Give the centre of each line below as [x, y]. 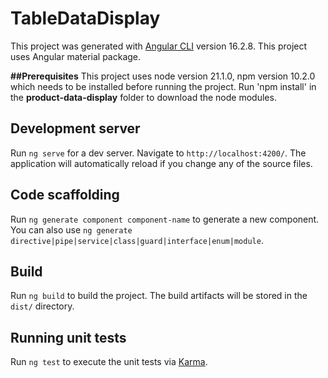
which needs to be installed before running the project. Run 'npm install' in [163, 86]
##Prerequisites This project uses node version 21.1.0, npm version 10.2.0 [163, 76]
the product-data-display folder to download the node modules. [143, 97]
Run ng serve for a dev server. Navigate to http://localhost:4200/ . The [158, 153]
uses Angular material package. [76, 56]
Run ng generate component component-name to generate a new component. [165, 219]
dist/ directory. [42, 306]
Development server [75, 128]
